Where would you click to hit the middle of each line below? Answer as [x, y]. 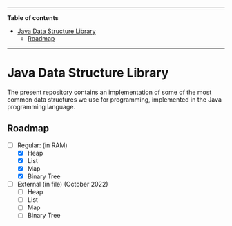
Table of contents [33, 18]
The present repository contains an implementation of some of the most [109, 92]
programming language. [41, 106]
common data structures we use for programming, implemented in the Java [115, 99]
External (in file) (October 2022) [62, 185]
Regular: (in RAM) [42, 145]
